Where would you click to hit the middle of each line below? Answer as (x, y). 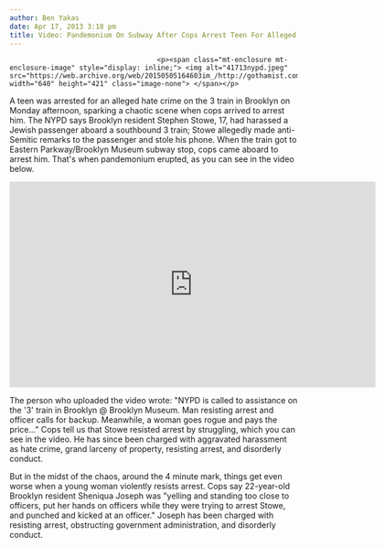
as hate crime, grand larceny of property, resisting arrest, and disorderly (145, 449)
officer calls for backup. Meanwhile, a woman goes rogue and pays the (144, 420)
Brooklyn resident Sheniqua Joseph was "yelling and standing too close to (150, 496)
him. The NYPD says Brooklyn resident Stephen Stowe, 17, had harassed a (149, 121)
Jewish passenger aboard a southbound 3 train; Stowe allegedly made (143, 130)
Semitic (24, 140)
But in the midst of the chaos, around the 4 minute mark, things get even (146, 477)
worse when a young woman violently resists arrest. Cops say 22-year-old (150, 487)
